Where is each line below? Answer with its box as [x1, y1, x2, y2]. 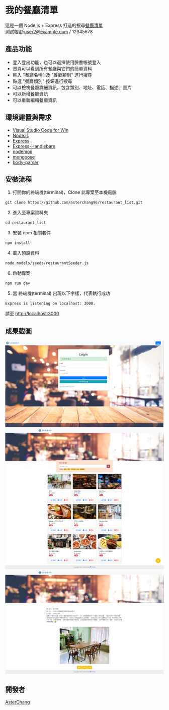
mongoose [12, 154, 35, 160]
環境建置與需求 [5, 113, 52, 122]
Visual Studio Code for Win [12, 127, 69, 133]
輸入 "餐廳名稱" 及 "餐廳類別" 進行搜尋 [12, 72, 92, 78]
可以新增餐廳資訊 [12, 90, 48, 96]
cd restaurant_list [5, 220, 46, 225]
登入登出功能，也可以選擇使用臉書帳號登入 [12, 59, 101, 65]
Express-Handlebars [12, 143, 55, 149]
